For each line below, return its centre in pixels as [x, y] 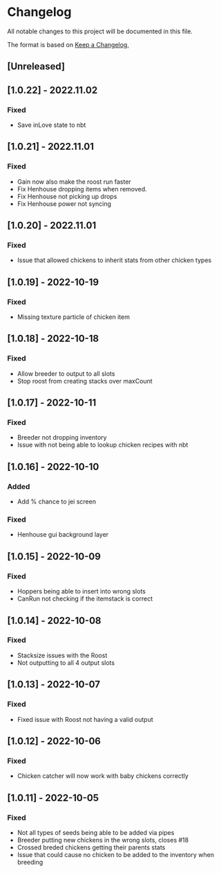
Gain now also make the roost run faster [74, 182]
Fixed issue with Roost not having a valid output [85, 719]
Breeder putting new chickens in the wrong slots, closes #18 [103, 840]
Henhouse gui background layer [63, 535]
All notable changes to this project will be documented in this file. [100, 31]
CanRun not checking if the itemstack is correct [85, 599]
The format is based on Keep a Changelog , [68, 44]
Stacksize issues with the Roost [62, 655]
